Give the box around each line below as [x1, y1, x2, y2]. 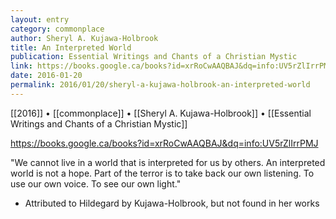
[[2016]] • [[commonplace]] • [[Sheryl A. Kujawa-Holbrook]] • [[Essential [10, 107, 312, 119]
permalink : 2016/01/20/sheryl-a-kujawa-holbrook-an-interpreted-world [10, 80, 311, 90]
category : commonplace [10, 24, 105, 34]
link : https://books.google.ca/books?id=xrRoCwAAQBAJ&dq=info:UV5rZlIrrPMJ [10, 61, 333, 71]
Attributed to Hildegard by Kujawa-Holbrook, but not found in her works [24, 197, 320, 209]
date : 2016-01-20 [10, 71, 83, 81]
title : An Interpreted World [10, 42, 132, 53]
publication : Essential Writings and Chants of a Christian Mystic [10, 52, 298, 62]
